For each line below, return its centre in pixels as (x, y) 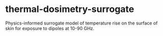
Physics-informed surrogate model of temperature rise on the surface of (81, 23)
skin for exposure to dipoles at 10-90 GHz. (50, 28)
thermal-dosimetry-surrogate (70, 9)
